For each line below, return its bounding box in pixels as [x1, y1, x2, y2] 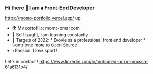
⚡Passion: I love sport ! [12, 48, 58, 54]
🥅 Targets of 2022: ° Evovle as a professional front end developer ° [12, 37, 146, 43]
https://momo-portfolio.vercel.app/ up [5, 15, 81, 21]
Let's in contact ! [5, 59, 39, 65]
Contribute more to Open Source [12, 42, 77, 48]
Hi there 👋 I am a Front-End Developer [5, 4, 95, 11]
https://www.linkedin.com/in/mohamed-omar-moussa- [39, 59, 148, 65]
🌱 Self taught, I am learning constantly [12, 32, 88, 38]
